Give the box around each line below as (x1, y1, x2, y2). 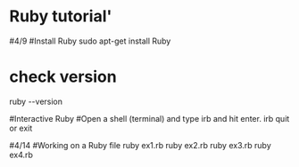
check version (9, 67, 118, 87)
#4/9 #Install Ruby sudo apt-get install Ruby (9, 36, 171, 46)
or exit (9, 123, 33, 133)
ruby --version (9, 96, 63, 107)
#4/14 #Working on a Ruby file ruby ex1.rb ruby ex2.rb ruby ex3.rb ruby (9, 139, 271, 150)
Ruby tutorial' (9, 6, 112, 27)
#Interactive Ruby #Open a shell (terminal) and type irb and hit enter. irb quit (9, 113, 290, 123)
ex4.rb (9, 149, 34, 160)
